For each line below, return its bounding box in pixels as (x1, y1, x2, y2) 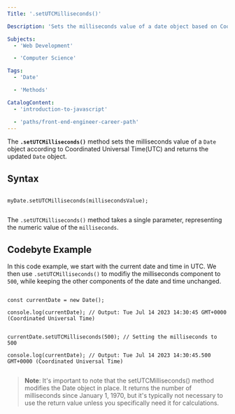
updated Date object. (7, 152, 68, 161)
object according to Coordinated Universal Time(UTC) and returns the (7, 145, 208, 153)
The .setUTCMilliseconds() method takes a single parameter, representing (7, 216, 222, 224)
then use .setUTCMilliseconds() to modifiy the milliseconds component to (7, 270, 221, 277)
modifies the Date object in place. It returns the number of (24, 384, 192, 392)
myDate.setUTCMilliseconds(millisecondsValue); (7, 198, 149, 205)
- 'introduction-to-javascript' (13, 106, 108, 113)
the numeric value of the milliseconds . (7, 223, 119, 232)
